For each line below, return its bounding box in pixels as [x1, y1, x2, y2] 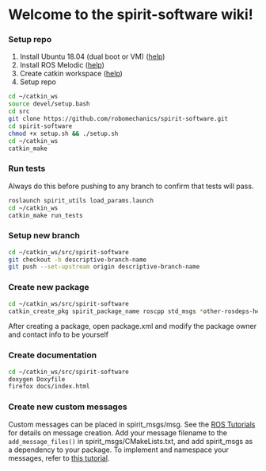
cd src [8, 107, 30, 116]
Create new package [8, 282, 89, 293]
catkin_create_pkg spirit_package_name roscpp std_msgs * [8, 307, 203, 315]
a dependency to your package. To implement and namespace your [8, 445, 230, 454]
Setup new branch [8, 230, 81, 241]
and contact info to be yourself [8, 330, 109, 339]
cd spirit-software [8, 122, 73, 130]
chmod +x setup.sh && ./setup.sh [8, 129, 119, 137]
